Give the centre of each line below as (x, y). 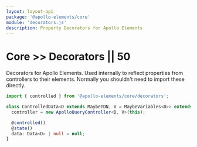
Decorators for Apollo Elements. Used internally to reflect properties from (95, 73)
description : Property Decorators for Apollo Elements (74, 28)
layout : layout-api (30, 11)
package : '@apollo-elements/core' (48, 17)
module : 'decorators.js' (36, 22)
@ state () (22, 128)
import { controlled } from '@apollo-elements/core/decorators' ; (87, 96)
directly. (16, 86)
